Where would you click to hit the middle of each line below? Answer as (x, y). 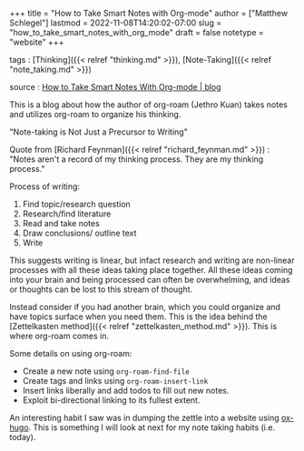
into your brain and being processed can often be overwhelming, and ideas (150, 280)
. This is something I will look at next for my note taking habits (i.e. (152, 427)
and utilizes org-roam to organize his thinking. (95, 114)
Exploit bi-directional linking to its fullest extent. (111, 400)
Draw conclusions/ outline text (79, 233)
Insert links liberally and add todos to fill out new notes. (126, 391)
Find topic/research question (77, 204)
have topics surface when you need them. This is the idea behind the (138, 316)
